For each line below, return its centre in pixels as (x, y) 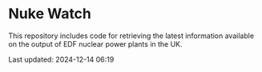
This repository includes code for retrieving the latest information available (131, 36)
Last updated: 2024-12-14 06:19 (61, 59)
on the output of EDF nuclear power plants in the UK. (95, 44)
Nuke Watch (50, 14)
